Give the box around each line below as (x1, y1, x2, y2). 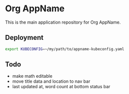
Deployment (5, 33, 44, 42)
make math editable (12, 73, 53, 79)
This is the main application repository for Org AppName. (5, 19, 121, 25)
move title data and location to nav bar (12, 78, 91, 84)
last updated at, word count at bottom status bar (12, 84, 111, 90)
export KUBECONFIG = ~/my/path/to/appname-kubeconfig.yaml (5, 46, 125, 52)
